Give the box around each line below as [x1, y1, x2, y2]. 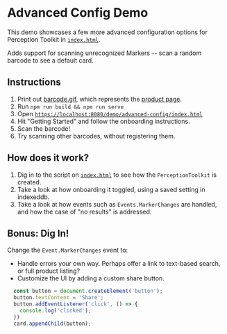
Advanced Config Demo [7, 5, 149, 21]
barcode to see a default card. [7, 56, 94, 64]
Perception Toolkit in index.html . [7, 35, 101, 43]
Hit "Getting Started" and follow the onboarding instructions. [17, 117, 190, 125]
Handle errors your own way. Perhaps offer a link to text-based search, [17, 260, 221, 268]
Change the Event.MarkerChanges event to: [7, 246, 128, 255]
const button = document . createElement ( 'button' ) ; [13, 287, 163, 295]
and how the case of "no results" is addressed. [17, 207, 152, 216]
